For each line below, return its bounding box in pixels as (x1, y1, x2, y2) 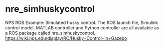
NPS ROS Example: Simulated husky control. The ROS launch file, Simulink (5, 20, 158, 25)
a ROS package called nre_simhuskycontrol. (5, 30, 96, 36)
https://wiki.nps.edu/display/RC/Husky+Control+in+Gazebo (5, 35, 127, 41)
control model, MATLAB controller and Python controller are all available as (5, 24, 160, 30)
